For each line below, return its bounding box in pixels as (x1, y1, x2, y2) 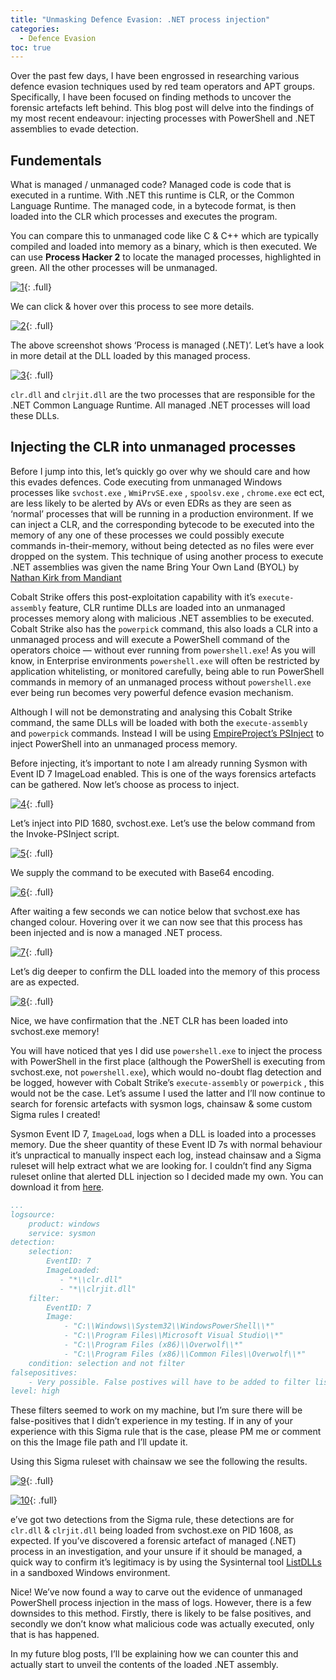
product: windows (28, 1219, 101, 1229)
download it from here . (10, 1181, 105, 1193)
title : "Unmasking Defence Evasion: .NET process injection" (10, 14, 271, 25)
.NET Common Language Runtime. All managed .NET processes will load (10, 399, 311, 411)
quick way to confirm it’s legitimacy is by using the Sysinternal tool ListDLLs (10, 1556, 322, 1568)
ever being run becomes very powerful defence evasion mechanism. (10, 686, 294, 698)
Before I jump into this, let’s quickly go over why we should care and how (10, 465, 311, 477)
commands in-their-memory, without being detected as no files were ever (10, 539, 315, 551)
